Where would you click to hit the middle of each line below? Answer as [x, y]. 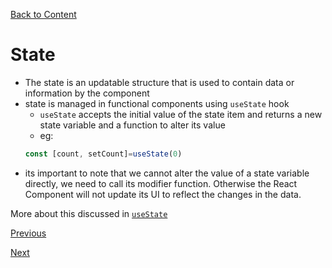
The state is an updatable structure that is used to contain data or [159, 82]
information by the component [87, 93]
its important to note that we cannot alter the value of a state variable [167, 173]
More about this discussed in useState [89, 213]
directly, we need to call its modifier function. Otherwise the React [161, 183]
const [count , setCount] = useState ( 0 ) [103, 154]
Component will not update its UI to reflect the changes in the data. [163, 194]
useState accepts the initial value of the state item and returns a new [181, 114]
